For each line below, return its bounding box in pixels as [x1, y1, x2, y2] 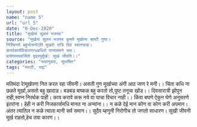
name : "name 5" [6, 14, 44, 20]
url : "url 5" [6, 20, 39, 26]
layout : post [6, 8, 39, 15]
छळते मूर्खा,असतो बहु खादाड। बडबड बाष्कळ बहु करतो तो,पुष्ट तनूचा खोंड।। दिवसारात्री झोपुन [6, 87, 182, 94]
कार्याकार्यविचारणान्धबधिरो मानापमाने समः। [6, 48, 76, 54]
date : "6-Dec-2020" [6, 25, 55, 32]
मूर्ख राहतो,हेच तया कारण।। [6, 114, 60, 121]
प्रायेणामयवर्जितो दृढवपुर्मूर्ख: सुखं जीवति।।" [6, 53, 81, 59]
